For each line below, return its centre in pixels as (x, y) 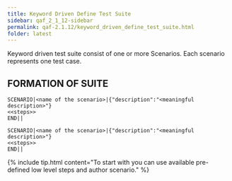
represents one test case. (45, 62)
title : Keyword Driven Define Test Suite (69, 14)
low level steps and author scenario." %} (91, 170)
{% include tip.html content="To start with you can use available (101, 163)
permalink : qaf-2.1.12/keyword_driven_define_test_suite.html (101, 27)
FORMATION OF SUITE (58, 83)
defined (19, 170)
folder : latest (30, 34)
